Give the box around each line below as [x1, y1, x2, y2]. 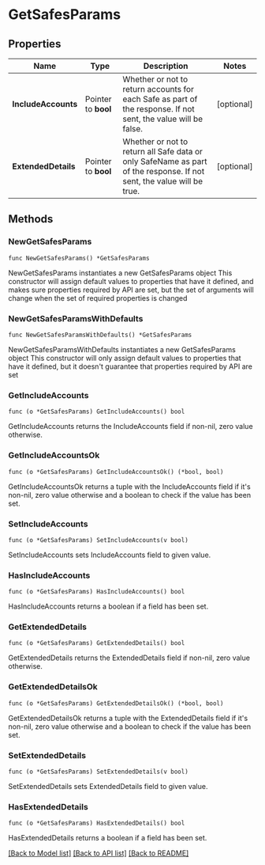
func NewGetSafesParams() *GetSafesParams [8, 254, 150, 262]
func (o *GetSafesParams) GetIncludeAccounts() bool [8, 408, 185, 416]
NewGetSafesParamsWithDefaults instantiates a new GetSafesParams [8, 344, 237, 354]
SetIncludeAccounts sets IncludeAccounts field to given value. [8, 550, 211, 560]
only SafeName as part [121, 156, 207, 167]
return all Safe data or [121, 146, 203, 157]
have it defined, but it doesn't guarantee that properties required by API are [8, 362, 252, 371]
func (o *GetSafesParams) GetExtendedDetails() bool [8, 639, 185, 647]
